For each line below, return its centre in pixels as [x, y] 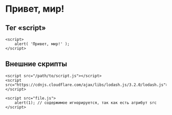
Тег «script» [26, 28]
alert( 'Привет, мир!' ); [42, 44]
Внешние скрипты [36, 64]
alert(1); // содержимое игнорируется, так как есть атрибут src [86, 103]
